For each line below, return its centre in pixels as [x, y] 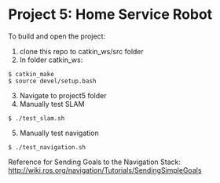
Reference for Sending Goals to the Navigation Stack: [94, 162]
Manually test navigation [59, 133]
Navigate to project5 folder [63, 95]
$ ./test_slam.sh [37, 118]
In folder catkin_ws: [51, 60]
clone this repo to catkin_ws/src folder [81, 51]
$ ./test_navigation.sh [47, 147]
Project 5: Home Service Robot [110, 15]
